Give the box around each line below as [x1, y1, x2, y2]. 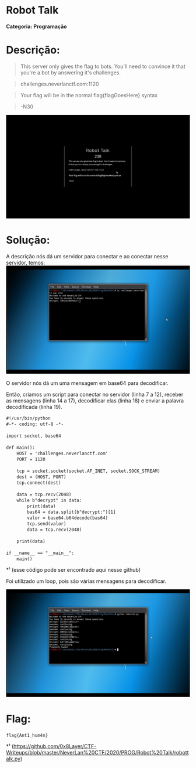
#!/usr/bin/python [6, 415, 51, 421]
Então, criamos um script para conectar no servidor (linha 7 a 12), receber [6, 391, 184, 398]
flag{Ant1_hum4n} [6, 733, 48, 739]
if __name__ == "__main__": [6, 550, 75, 556]
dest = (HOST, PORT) [16, 474, 66, 480]
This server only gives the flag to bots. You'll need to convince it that [20, 63, 185, 70]
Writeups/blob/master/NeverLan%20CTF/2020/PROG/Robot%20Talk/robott [6, 749, 189, 756]
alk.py [6, 755, 21, 762]
